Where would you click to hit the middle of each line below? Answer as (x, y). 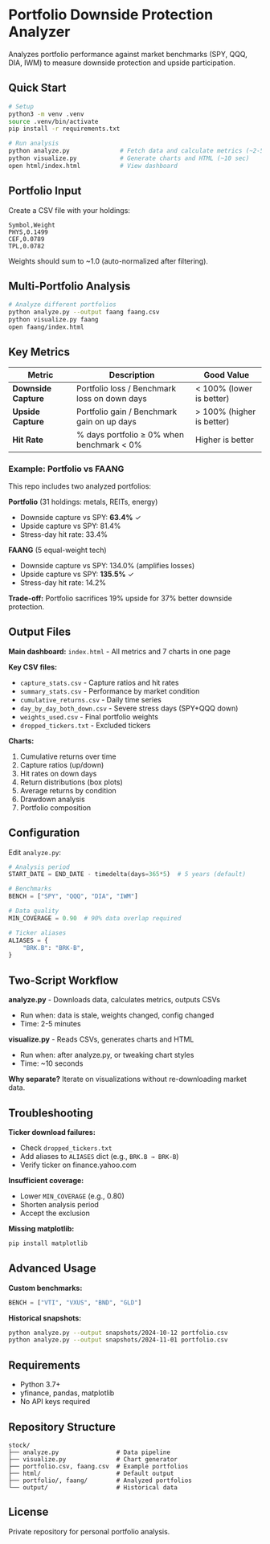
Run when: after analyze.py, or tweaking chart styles (107, 1055)
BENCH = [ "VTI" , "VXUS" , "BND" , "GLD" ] (75, 1302)
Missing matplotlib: (41, 1228)
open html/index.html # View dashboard (93, 166)
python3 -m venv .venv (46, 114)
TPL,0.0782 (27, 246)
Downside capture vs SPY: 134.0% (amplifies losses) (107, 565)
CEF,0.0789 (27, 239)
